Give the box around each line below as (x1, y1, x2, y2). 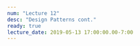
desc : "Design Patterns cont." (7, 16, 97, 23)
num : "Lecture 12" (7, 9, 60, 17)
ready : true (7, 22, 41, 29)
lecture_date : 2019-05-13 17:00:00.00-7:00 (7, 28, 134, 36)
